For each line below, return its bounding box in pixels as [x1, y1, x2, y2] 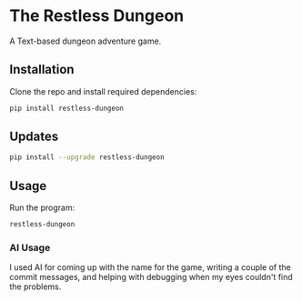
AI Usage [9, 241, 51, 254]
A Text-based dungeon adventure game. [9, 35, 162, 46]
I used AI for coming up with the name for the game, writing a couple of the [9, 262, 291, 273]
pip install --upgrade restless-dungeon [9, 153, 166, 162]
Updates [9, 129, 59, 145]
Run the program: [9, 202, 75, 214]
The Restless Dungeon [9, 5, 185, 26]
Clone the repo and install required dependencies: [9, 85, 197, 96]
